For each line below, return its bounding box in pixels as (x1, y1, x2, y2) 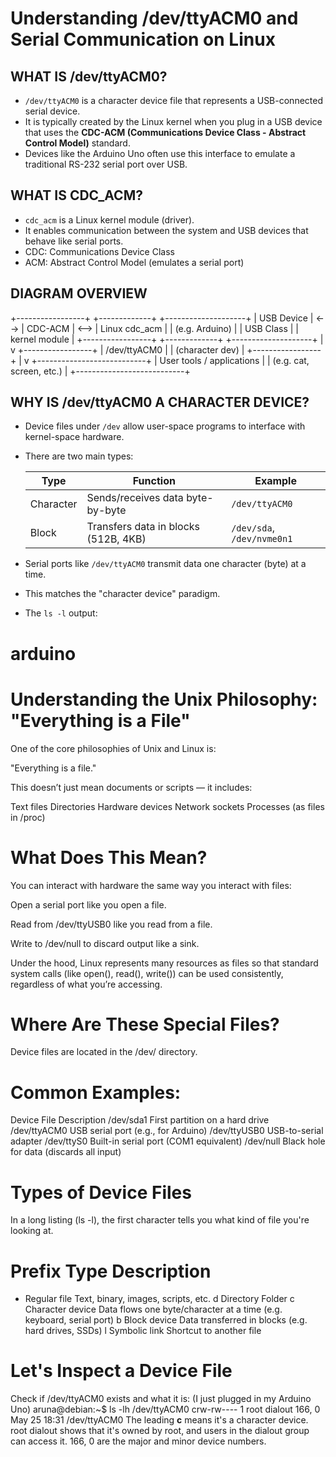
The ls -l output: (24, 607, 98, 619)
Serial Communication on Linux (10, 28, 276, 51)
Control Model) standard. (24, 137, 131, 149)
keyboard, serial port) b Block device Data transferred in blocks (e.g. (24, 1314, 308, 1326)
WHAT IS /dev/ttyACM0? (10, 68, 168, 85)
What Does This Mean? (10, 846, 208, 869)
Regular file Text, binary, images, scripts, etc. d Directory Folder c (24, 1293, 295, 1305)
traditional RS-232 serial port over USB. (24, 158, 188, 170)
